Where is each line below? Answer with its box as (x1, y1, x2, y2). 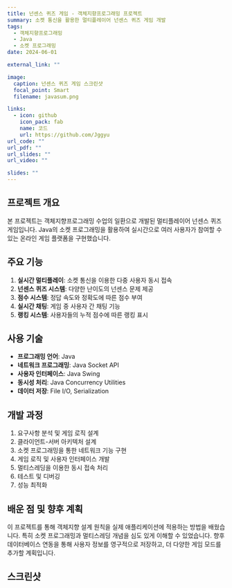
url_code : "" (7, 138, 45, 145)
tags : (7, 23, 23, 30)
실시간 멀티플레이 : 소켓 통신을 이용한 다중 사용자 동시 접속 (17, 276, 172, 284)
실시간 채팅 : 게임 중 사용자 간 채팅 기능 (17, 302, 121, 310)
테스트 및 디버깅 (17, 472, 60, 481)
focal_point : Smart (13, 87, 70, 93)
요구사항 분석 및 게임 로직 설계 (17, 429, 99, 437)
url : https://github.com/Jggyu (19, 131, 110, 139)
